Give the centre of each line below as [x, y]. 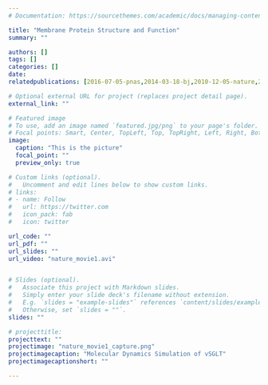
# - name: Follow [37, 200]
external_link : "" [39, 104]
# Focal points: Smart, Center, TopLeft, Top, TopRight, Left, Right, [128, 133]
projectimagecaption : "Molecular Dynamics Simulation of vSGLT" [117, 354]
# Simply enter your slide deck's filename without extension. [119, 295]
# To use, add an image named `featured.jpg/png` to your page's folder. [134, 126]
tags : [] [23, 60]
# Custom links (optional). [55, 177]
